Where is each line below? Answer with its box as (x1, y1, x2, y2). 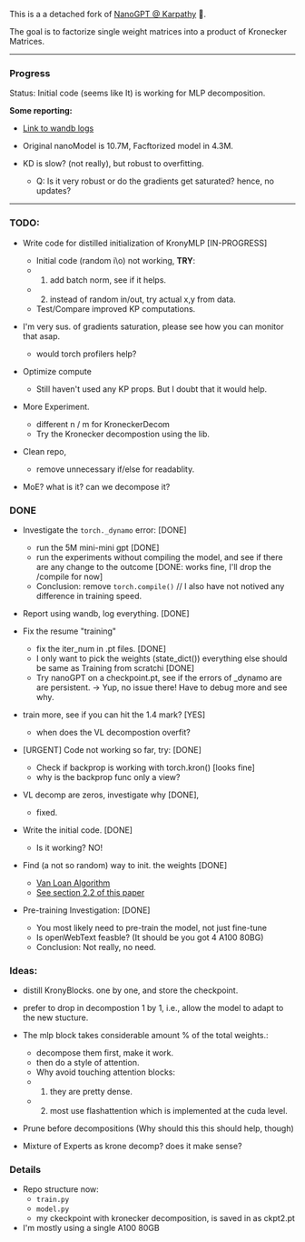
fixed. (35, 806, 58, 817)
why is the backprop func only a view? (35, 771, 181, 782)
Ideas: (9, 964, 38, 977)
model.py (35, 1205, 70, 1214)
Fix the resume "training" (22, 626, 116, 636)
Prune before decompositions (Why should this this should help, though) (22, 1123, 295, 1134)
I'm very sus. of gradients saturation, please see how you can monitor (22, 321, 284, 332)
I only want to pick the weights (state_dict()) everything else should (35, 653, 288, 664)
